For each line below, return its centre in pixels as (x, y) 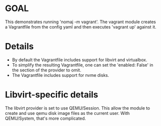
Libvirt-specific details (51, 95)
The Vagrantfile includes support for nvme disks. (61, 75)
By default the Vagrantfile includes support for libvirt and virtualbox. (80, 60)
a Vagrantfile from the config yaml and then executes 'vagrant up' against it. (81, 27)
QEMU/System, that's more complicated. (45, 118)
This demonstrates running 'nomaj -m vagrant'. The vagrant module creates (80, 22)
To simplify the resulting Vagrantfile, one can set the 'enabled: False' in (83, 65)
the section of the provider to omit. (46, 70)
